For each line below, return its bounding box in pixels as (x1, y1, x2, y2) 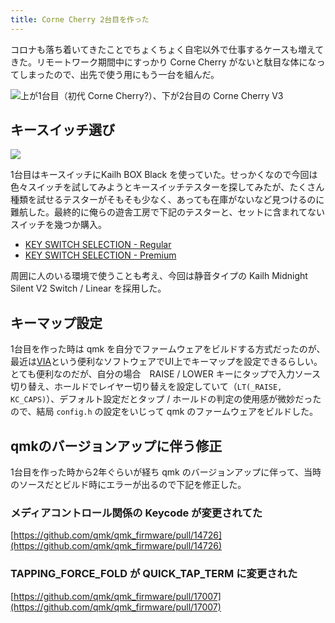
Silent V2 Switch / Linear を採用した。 (10, 282, 167, 295)
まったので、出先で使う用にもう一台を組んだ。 (27, 68, 220, 80)
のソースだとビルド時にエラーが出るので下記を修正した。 (10, 479, 247, 491)
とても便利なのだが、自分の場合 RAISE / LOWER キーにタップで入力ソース (10, 368, 322, 380)
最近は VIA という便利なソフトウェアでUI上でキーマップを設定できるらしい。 (10, 356, 323, 368)
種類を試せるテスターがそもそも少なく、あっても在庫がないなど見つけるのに (10, 194, 325, 206)
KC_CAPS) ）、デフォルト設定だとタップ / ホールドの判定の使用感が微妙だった (10, 393, 322, 405)
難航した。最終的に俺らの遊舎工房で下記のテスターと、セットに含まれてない (10, 206, 326, 218)
